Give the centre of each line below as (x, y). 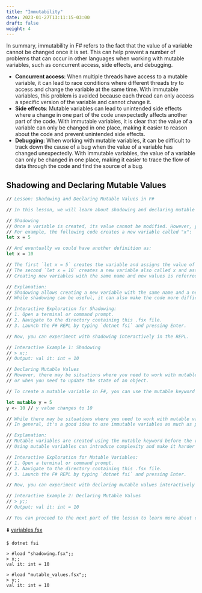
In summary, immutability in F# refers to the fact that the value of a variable (99, 46)
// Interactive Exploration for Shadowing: (62, 309)
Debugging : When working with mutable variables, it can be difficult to (103, 141)
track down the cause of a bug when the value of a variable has (94, 147)
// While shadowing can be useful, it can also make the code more (93, 298)
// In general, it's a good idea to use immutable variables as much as (99, 424)
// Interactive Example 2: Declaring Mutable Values (74, 496)
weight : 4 (19, 29)
